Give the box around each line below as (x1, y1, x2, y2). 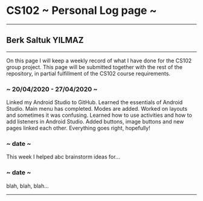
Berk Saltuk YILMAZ (6, 35, 84, 45)
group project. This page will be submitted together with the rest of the (6, 63, 183, 70)
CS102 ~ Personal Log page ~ (6, 4, 157, 18)
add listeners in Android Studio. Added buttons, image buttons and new (6, 118, 184, 125)
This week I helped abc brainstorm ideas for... (6, 153, 120, 160)
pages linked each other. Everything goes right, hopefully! (6, 125, 150, 132)
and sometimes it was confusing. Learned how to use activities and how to (6, 111, 192, 119)
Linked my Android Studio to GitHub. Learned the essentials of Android (6, 99, 183, 106)
